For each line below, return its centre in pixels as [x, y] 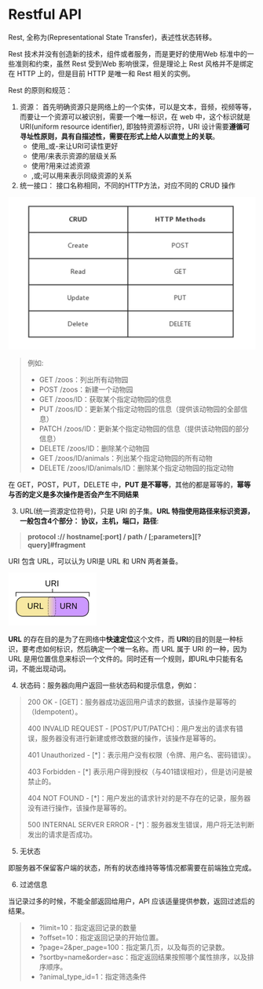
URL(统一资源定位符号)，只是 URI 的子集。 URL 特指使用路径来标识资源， [137, 511]
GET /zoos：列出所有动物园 [84, 380]
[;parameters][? [175, 537]
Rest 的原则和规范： [40, 90]
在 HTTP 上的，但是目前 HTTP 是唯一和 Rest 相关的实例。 [101, 73]
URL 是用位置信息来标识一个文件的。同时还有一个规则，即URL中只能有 [122, 659]
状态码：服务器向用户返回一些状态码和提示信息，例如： [109, 685]
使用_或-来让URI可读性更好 [75, 146]
